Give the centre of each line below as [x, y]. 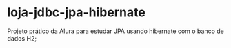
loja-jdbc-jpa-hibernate [77, 13]
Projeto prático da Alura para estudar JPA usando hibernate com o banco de [115, 31]
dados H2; [22, 38]
